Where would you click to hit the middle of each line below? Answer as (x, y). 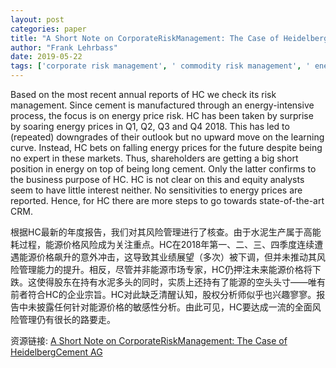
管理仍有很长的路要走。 (67, 319)
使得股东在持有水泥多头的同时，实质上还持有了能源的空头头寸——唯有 (181, 282)
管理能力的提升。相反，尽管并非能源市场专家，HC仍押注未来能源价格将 (165, 269)
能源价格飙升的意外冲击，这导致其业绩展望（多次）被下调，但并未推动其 (167, 257)
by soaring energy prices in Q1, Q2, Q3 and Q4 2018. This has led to (150, 126)
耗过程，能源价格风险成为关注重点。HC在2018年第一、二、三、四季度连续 (162, 244)
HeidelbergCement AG (56, 352)
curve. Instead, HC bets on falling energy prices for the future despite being (166, 147)
